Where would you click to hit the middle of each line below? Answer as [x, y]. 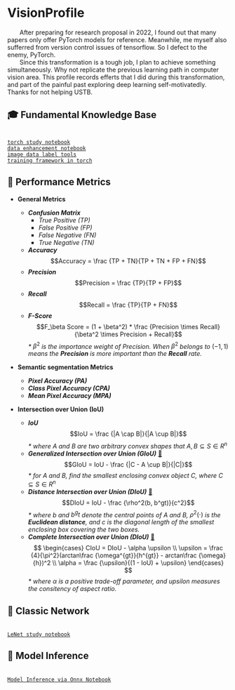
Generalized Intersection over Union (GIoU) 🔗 [95, 453]
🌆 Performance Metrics [59, 182]
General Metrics [41, 199]
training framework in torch [50, 160]
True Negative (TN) [66, 242]
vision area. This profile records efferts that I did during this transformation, [116, 77]
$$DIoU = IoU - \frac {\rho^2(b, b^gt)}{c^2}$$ [128, 503]
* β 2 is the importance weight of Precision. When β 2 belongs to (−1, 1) [128, 345]
